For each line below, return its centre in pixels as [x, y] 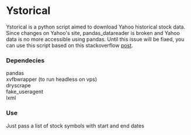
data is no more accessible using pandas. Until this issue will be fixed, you [95, 39]
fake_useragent [25, 92]
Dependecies [25, 61]
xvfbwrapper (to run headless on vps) [52, 79]
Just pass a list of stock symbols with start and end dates [75, 126]
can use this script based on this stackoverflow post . [70, 45]
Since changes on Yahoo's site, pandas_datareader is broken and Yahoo [93, 33]
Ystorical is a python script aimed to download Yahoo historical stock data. [96, 27]
